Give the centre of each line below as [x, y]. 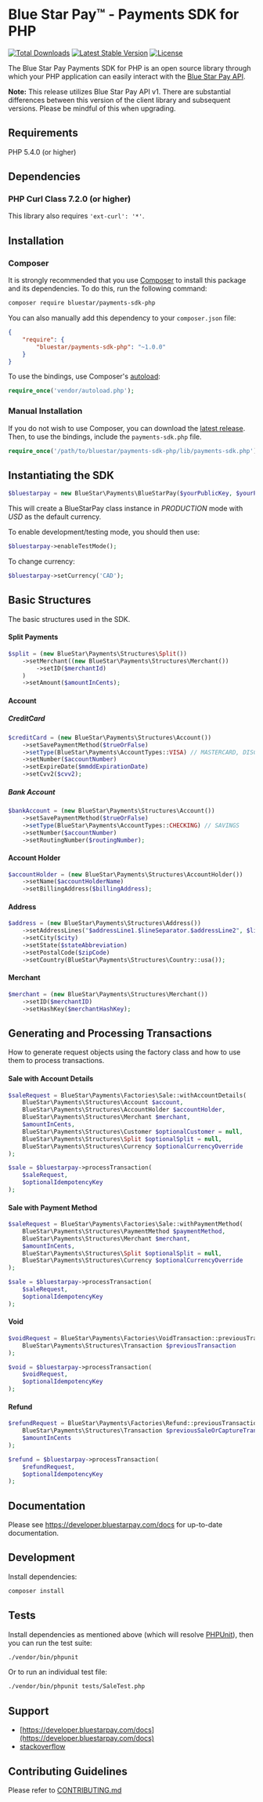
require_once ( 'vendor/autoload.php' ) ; [71, 391]
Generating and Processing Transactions [110, 1033]
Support [29, 1711]
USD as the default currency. [55, 517]
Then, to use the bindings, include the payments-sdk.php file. [105, 437]
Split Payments [33, 637]
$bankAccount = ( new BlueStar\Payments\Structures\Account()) [112, 811]
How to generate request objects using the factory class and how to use [124, 1052]
